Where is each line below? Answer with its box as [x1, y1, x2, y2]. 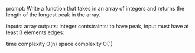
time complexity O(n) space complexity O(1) [6, 41, 113, 47]
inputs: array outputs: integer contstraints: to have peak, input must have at [6, 23, 189, 29]
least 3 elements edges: [6, 29, 65, 36]
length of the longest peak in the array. [6, 11, 100, 18]
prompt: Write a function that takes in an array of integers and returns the [6, 5, 185, 12]
